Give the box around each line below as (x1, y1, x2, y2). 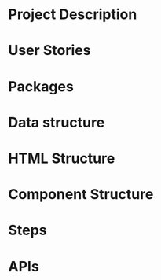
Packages (8, 77, 75, 95)
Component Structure (8, 186, 154, 204)
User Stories (8, 42, 91, 60)
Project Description (8, 6, 137, 24)
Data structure (8, 113, 105, 131)
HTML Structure (8, 149, 115, 167)
